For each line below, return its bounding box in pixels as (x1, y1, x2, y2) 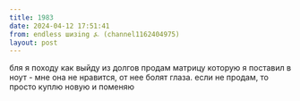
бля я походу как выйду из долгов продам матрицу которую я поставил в (9, 63, 292, 73)
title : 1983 (9, 13, 54, 22)
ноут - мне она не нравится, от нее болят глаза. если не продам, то (9, 72, 269, 83)
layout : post (9, 38, 58, 47)
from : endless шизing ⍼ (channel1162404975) (9, 29, 180, 38)
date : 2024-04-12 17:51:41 (9, 21, 110, 30)
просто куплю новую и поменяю (9, 81, 135, 92)
